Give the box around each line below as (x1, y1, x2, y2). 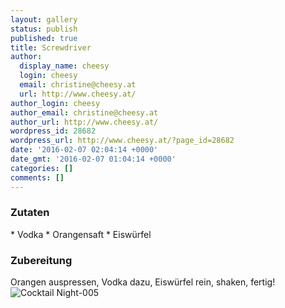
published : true (10, 33, 78, 43)
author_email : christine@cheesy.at (10, 107, 159, 118)
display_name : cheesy (19, 61, 110, 71)
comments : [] (10, 172, 65, 183)
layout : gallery (10, 14, 78, 25)
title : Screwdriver (10, 42, 92, 53)
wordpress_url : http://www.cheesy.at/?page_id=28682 (10, 136, 235, 146)
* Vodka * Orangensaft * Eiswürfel (10, 228, 152, 240)
